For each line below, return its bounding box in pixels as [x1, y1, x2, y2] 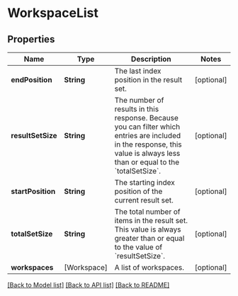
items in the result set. [114, 216, 188, 225]
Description [130, 55, 171, 64]
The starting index [114, 178, 175, 187]
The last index [114, 66, 161, 76]
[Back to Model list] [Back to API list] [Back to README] [7, 281, 170, 289]
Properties [7, 33, 55, 45]
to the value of [114, 242, 163, 252]
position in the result [114, 75, 183, 84]
